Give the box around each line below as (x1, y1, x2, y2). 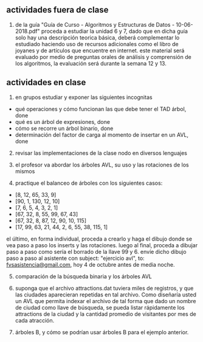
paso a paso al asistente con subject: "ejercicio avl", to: (6, 255, 145, 262)
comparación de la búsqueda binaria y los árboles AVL (15, 273, 152, 280)
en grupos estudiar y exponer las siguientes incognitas (15, 94, 153, 101)
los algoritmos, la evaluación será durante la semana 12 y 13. (15, 60, 167, 67)
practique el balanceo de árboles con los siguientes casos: (15, 179, 163, 186)
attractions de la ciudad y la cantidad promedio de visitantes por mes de (15, 310, 196, 318)
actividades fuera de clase (6, 5, 109, 15)
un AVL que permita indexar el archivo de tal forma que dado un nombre (15, 297, 196, 304)
